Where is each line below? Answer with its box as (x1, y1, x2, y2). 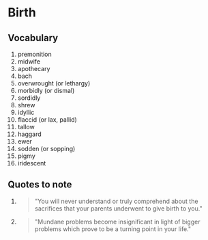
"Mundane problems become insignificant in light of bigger (34, 217, 200, 226)
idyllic (17, 108, 35, 116)
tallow (17, 123, 35, 131)
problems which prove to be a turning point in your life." (34, 224, 192, 233)
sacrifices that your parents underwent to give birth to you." (34, 204, 203, 213)
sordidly (17, 94, 41, 102)
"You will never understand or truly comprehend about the (34, 197, 198, 205)
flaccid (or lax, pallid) (17, 116, 77, 124)
